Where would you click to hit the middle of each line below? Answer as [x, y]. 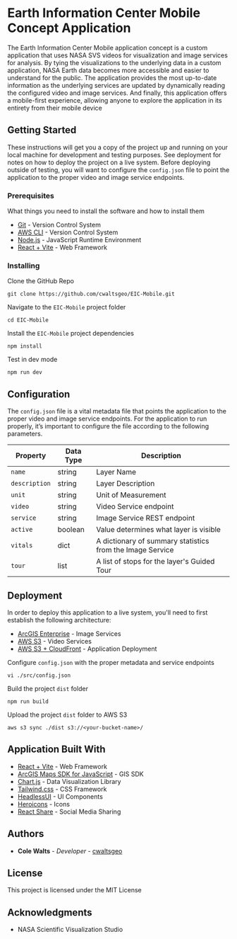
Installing [24, 266]
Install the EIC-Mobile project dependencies [71, 334]
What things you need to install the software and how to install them [106, 211]
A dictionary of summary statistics [153, 541]
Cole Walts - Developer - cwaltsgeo [70, 850]
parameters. [25, 434]
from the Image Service [135, 550]
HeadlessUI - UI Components [60, 796]
